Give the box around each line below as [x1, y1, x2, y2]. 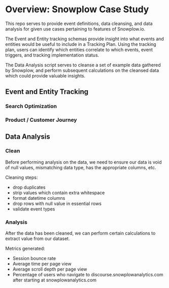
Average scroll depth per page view [12, 266, 87, 272]
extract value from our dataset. [5, 235, 70, 242]
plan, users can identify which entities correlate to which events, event [5, 46, 153, 53]
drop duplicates [12, 184, 46, 190]
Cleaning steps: [5, 174, 38, 180]
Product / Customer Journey [5, 116, 77, 123]
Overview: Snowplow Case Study [5, 4, 149, 15]
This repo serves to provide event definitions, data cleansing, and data [5, 20, 153, 27]
